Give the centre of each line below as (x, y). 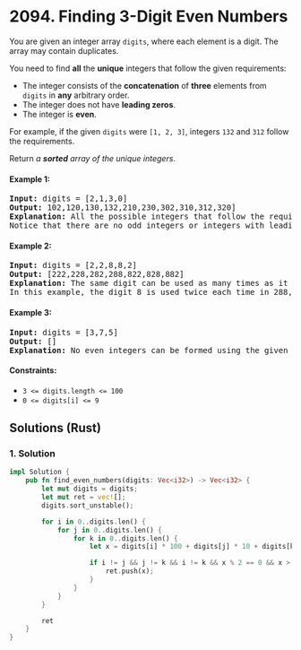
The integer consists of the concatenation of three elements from (144, 85)
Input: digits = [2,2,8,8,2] (73, 265)
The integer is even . (59, 114)
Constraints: (33, 370)
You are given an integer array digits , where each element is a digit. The (144, 41)
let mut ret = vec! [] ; (84, 498)
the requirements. (42, 141)
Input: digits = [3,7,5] (64, 332)
